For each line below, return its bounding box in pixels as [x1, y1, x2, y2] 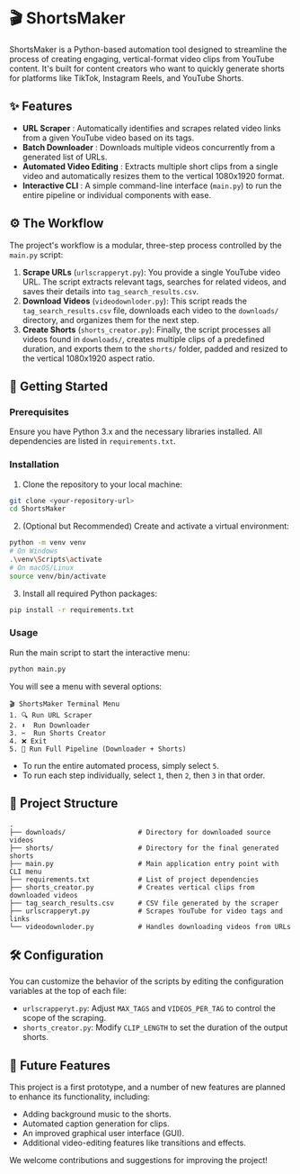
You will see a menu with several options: [9, 681, 163, 691]
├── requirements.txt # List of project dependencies [9, 875, 259, 884]
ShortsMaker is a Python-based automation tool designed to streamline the [9, 43, 287, 55]
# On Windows [9, 546, 58, 555]
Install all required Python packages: [22, 588, 157, 599]
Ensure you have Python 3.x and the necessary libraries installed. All [9, 426, 263, 438]
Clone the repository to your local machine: [22, 479, 182, 490]
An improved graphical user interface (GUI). [22, 1128, 185, 1139]
